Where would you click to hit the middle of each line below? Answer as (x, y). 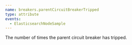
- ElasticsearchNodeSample (38, 23)
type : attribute (22, 14)
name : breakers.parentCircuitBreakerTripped (52, 10)
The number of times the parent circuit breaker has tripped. (66, 38)
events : (13, 19)
